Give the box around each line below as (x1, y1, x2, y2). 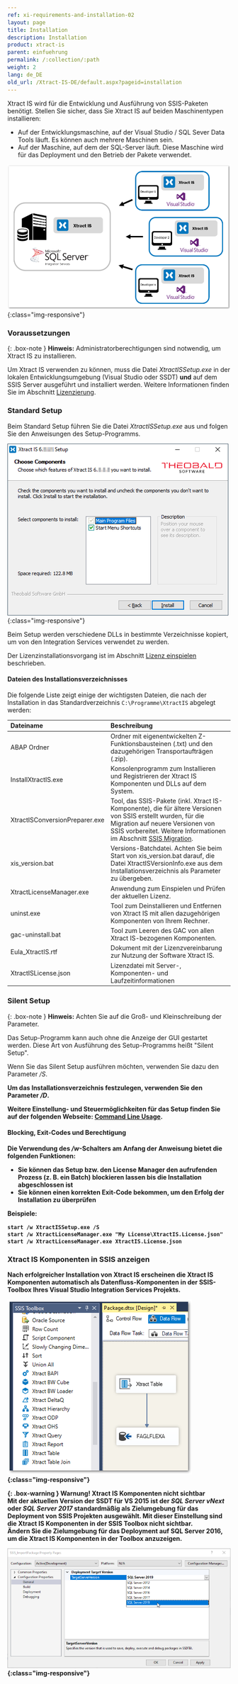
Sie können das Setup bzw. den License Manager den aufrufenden (17, 1165, 217, 1174)
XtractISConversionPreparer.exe (10, 815, 105, 824)
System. (110, 786, 135, 795)
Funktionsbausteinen (110, 739, 172, 747)
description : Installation (7, 34, 87, 41)
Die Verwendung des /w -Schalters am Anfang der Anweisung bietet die (7, 1144, 223, 1153)
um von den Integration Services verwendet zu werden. (7, 638, 170, 646)
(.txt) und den (172, 739, 213, 747)
